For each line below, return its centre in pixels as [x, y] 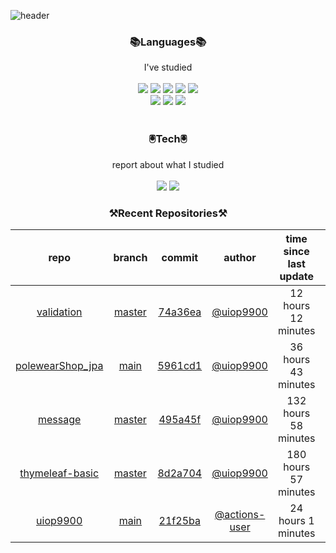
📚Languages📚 [168, 42]
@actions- [240, 514]
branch [130, 257]
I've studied [168, 67]
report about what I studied [168, 164]
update [297, 276]
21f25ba [179, 520]
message [60, 419]
